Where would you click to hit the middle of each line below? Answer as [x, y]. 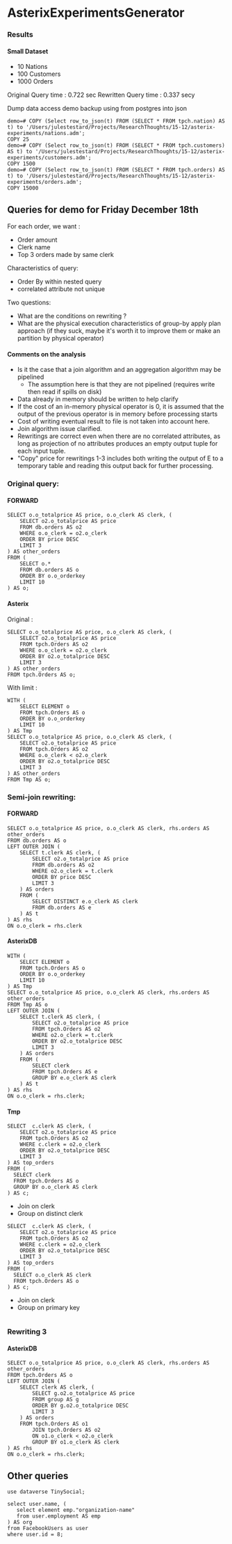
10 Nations [32, 67]
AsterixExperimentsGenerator [96, 13]
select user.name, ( [37, 1504]
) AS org [20, 1522]
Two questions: [29, 303]
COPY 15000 [23, 188]
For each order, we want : [44, 226]
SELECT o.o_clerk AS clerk [52, 1275]
